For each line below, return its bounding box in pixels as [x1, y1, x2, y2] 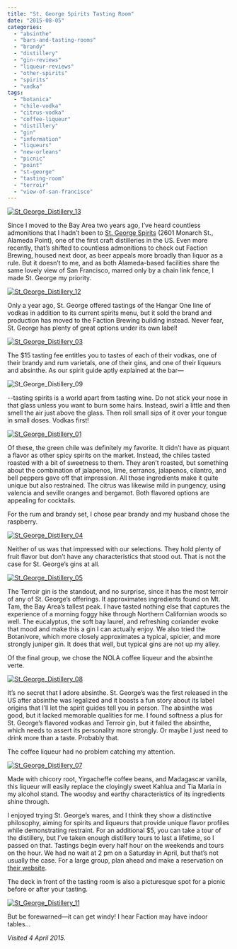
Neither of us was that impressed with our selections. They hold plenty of [7, 545, 221, 553]
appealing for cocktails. [7, 496, 76, 505]
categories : [7, 23, 42, 30]
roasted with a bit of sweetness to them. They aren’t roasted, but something [7, 459, 229, 467]
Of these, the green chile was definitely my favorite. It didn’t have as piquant [7, 444, 230, 452]
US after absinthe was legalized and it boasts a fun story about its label [7, 696, 214, 705]
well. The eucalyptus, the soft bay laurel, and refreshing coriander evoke [7, 617, 219, 626]
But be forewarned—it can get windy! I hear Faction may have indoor [7, 912, 208, 921]
